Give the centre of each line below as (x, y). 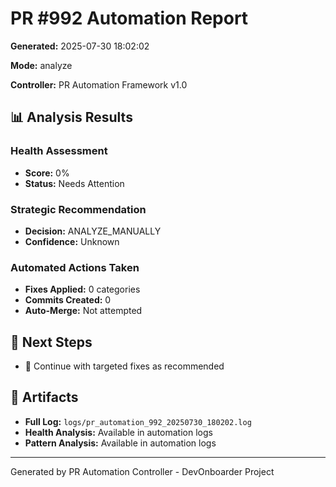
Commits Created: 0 (68, 300)
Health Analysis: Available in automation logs (118, 432)
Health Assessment (59, 151)
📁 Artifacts (44, 397)
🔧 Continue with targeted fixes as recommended (124, 366)
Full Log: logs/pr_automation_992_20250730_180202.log (138, 421)
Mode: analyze (41, 65)
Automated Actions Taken (75, 267)
